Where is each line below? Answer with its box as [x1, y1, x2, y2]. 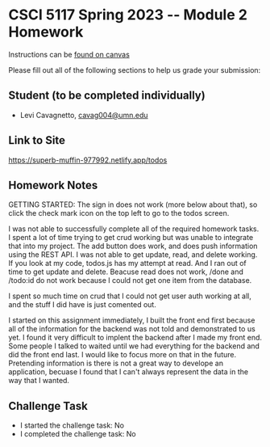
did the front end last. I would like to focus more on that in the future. [8, 350, 236, 360]
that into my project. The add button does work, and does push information [8, 241, 258, 251]
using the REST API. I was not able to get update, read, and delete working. [8, 250, 258, 259]
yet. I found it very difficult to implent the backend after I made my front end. [8, 333, 263, 343]
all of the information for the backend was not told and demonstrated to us [8, 324, 255, 334]
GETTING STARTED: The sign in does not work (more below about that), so [8, 200, 258, 209]
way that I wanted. [8, 376, 70, 386]
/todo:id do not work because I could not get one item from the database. [8, 276, 252, 285]
